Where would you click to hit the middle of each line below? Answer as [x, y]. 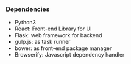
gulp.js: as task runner [42, 42]
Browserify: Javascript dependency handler [69, 55]
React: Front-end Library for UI [53, 29]
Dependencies [28, 9]
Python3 [25, 23]
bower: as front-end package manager [63, 48]
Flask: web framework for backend [58, 35]
